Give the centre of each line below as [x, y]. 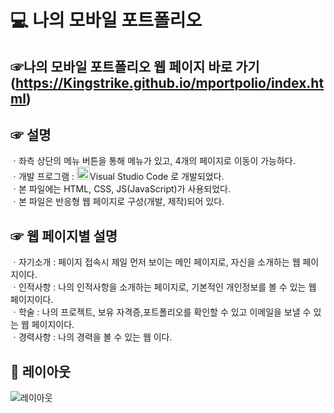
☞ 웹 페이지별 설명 [64, 236]
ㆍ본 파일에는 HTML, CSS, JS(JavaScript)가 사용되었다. [120, 189]
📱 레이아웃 [41, 371]
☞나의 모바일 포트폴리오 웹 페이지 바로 [121, 66]
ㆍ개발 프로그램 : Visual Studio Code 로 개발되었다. [117, 177]
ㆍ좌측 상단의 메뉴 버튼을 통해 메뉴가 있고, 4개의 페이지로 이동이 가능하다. [153, 161]
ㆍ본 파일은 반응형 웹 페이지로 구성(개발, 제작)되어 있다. [117, 202]
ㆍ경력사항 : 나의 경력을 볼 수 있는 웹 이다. [91, 337]
